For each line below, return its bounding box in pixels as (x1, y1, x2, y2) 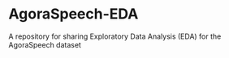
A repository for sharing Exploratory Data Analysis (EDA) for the (8, 31, 222, 41)
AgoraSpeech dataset (8, 39, 81, 49)
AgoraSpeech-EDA (8, 5, 139, 23)
